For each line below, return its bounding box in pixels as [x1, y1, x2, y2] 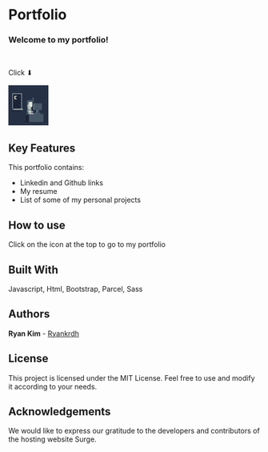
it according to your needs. [8, 381, 98, 391]
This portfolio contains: [8, 163, 85, 172]
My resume [19, 187, 58, 196]
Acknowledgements [8, 405, 111, 418]
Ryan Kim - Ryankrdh [8, 329, 80, 338]
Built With [8, 263, 58, 276]
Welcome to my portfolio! [8, 34, 110, 46]
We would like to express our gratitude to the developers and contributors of [8, 426, 260, 436]
